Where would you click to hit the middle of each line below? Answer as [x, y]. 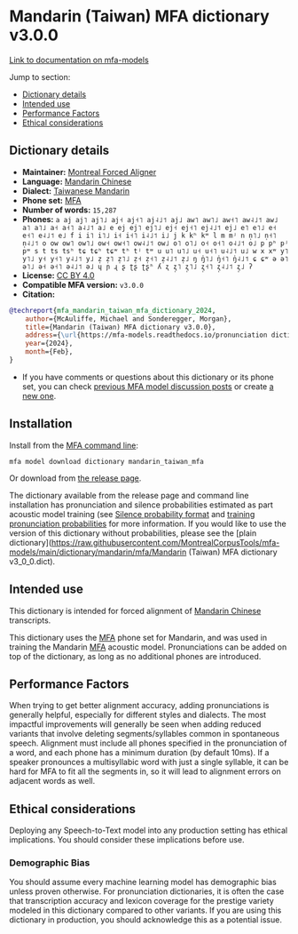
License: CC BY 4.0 [58, 275]
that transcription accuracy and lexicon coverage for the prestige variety [142, 901]
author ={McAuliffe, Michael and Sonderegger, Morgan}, [129, 319]
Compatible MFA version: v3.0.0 [83, 284]
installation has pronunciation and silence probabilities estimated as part [141, 505]
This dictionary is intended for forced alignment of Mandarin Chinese [135, 611]
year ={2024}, [49, 344]
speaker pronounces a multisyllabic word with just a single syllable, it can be [149, 762]
